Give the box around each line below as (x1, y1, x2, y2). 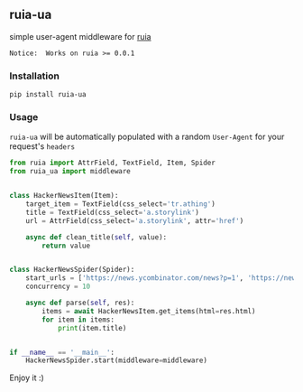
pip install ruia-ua (9, 90, 87, 99)
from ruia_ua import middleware (9, 167, 131, 176)
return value (41, 241, 91, 250)
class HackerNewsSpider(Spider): (9, 266, 135, 275)
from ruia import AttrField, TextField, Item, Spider (9, 158, 216, 168)
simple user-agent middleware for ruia (9, 31, 151, 42)
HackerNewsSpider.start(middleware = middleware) (25, 356, 207, 365)
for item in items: (41, 315, 115, 324)
